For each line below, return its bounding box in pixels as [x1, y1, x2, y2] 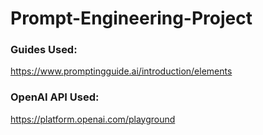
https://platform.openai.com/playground [10, 113, 176, 125]
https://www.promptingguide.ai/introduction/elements [10, 65, 233, 77]
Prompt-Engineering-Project [10, 7, 253, 30]
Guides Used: [10, 43, 78, 57]
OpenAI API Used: [10, 90, 100, 104]
